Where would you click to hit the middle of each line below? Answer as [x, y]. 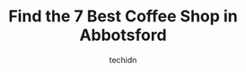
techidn [123, 60]
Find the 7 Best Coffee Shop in [123, 16]
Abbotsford [123, 35]
